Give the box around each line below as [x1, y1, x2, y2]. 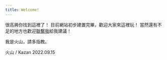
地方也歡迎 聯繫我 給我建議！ [14, 28, 71, 34]
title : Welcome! [5, 7, 39, 12]
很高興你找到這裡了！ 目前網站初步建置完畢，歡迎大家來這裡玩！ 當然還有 [5, 21, 157, 27]
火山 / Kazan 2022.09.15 [5, 49, 55, 55]
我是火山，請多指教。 [5, 38, 49, 44]
